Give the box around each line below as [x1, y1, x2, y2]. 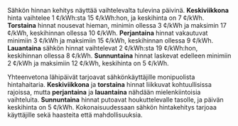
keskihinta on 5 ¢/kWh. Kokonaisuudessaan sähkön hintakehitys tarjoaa [7, 103, 217, 111]
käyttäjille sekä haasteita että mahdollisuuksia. [7, 110, 144, 119]
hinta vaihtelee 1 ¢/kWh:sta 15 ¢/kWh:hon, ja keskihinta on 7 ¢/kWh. [7, 14, 205, 22]
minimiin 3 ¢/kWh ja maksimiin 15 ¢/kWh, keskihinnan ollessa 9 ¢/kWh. [7, 36, 214, 45]
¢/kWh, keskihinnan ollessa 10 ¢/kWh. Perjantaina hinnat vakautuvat [7, 28, 208, 37]
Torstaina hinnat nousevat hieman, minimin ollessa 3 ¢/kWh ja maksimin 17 [7, 21, 227, 29]
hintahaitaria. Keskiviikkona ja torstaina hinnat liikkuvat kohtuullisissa [7, 80, 212, 88]
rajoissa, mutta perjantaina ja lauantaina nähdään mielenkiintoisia [7, 88, 201, 96]
